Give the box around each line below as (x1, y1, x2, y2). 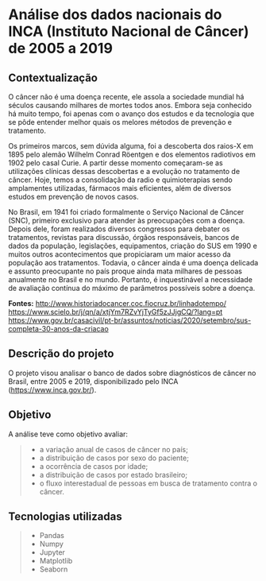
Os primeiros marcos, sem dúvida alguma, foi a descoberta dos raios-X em (8, 141, 254, 150)
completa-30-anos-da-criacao (8, 324, 109, 333)
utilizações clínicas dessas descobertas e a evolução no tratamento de (8, 167, 241, 176)
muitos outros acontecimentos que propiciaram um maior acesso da (8, 250, 232, 259)
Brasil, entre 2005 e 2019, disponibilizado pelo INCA (8, 376, 179, 386)
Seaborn (39, 564, 68, 574)
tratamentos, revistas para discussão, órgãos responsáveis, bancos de (8, 233, 240, 242)
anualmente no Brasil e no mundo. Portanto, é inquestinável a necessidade (8, 275, 253, 284)
